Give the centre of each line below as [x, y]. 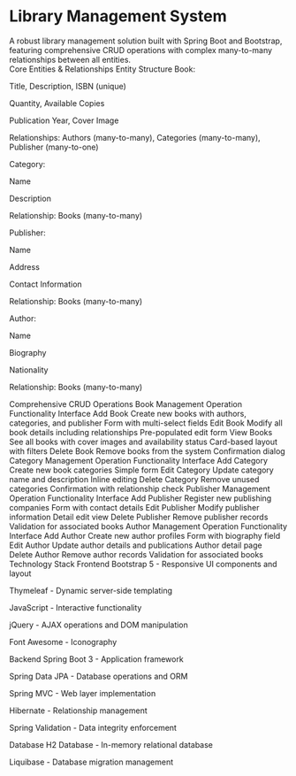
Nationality [29, 370]
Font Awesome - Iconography [63, 642]
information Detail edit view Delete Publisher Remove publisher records [139, 517]
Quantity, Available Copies [57, 103]
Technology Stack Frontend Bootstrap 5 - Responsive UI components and [143, 564]
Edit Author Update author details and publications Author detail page [136, 545]
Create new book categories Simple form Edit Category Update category [141, 470]
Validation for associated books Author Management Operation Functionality [148, 526]
